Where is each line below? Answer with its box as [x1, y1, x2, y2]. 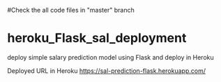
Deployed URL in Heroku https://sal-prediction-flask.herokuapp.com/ [7, 66, 206, 75]
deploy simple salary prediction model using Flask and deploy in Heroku [7, 53, 214, 61]
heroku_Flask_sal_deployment [7, 31, 187, 46]
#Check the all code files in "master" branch [7, 6, 135, 14]
